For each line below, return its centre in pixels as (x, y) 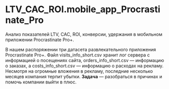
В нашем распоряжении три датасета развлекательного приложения (81, 49)
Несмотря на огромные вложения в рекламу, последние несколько (79, 71)
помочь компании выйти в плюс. (41, 82)
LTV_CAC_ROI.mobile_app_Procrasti (83, 9)
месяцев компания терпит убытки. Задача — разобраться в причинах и (84, 76)
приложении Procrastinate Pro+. (40, 40)
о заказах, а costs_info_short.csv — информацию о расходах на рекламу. (84, 66)
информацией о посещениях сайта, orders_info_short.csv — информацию (85, 60)
